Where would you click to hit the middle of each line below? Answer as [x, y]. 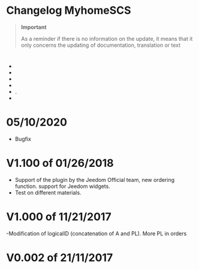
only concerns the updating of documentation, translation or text [101, 45]
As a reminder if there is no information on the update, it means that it [107, 38]
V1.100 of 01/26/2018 [60, 163]
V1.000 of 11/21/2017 [59, 217]
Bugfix [23, 139]
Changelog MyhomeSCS [69, 11]
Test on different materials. [48, 192]
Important [34, 27]
